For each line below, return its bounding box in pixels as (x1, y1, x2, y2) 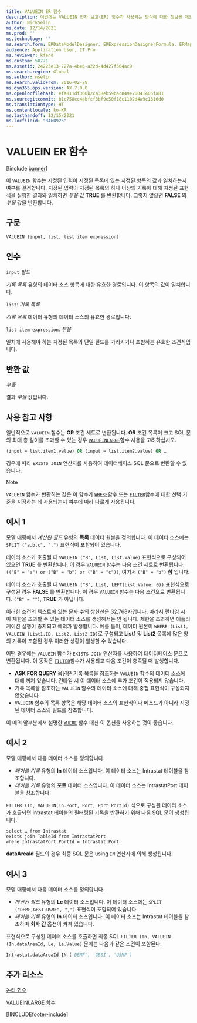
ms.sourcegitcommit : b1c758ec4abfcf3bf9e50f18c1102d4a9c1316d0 (6, 96, 164, 102)
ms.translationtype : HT (6, 101, 64, 108)
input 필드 (6, 268, 30, 275)
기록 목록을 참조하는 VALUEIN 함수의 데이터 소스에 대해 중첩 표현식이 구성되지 (14, 684, 189, 691)
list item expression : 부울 (6, 326, 72, 333)
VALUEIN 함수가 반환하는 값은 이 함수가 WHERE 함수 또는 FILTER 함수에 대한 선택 (6, 491, 182, 498)
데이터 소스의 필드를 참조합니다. (21, 706, 93, 713)
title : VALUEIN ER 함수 (6, 8, 62, 15)
